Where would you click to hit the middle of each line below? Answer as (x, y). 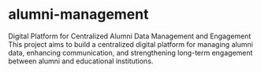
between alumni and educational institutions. (81, 61)
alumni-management (78, 14)
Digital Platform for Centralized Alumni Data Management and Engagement (130, 36)
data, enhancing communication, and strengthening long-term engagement (130, 52)
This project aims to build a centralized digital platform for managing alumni (131, 44)
